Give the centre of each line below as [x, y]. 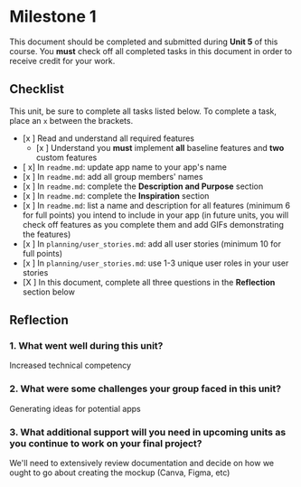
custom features [66, 157]
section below [48, 292]
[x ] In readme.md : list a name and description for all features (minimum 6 [156, 205]
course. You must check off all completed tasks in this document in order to [150, 51]
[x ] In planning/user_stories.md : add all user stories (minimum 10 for [152, 243]
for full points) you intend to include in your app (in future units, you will [155, 215]
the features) [47, 234]
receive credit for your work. [62, 61]
